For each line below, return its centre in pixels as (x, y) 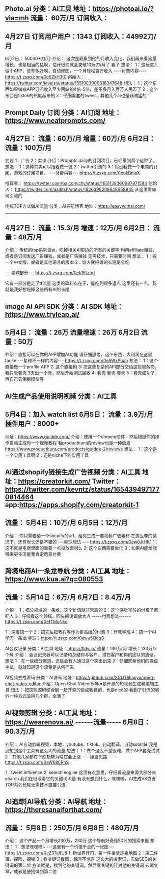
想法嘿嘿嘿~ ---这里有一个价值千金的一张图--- (68, 847)
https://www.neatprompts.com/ (55, 121)
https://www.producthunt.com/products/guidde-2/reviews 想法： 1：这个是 (81, 449)
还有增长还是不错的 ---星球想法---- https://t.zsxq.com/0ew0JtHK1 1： (88, 542)
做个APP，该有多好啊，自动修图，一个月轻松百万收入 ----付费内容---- (76, 71)
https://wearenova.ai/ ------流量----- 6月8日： (78, 722)
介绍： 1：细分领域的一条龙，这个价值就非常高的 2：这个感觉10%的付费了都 (82, 610)
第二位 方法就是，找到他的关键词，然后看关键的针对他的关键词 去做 (86, 865)
